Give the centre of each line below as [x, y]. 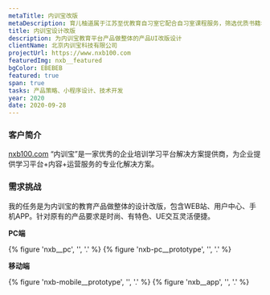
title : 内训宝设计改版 [42, 31]
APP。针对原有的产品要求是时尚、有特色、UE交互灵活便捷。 [115, 216]
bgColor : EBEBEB [35, 68]
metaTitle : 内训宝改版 [43, 16]
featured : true [34, 76]
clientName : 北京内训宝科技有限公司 [63, 46]
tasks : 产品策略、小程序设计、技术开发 [66, 90]
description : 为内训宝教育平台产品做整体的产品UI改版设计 [95, 38]
